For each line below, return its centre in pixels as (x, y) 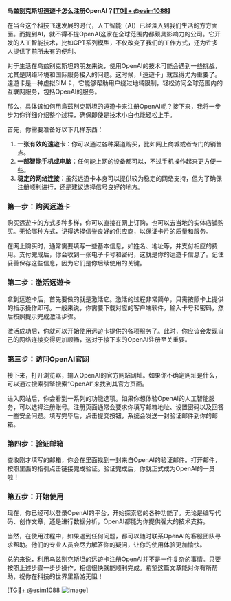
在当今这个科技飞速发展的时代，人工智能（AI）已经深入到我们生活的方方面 (112, 25)
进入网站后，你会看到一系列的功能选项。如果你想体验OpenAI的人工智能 (108, 398)
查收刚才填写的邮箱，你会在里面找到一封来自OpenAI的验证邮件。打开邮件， (114, 460)
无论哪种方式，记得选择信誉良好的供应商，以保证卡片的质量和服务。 (115, 231)
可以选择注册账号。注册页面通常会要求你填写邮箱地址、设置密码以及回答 (121, 407)
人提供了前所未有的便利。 (43, 51)
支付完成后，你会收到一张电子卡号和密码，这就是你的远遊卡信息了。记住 (121, 254)
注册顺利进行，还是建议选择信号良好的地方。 (80, 187)
